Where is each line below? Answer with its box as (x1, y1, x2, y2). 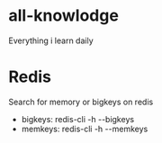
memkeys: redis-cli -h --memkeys (21, 123, 148, 134)
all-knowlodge (8, 5, 119, 26)
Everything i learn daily (8, 35, 94, 46)
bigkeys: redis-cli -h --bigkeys (21, 113, 135, 124)
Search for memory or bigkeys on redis (8, 96, 154, 107)
